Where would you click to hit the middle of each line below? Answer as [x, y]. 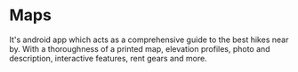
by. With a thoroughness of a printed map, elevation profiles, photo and [140, 48]
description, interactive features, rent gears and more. [108, 58]
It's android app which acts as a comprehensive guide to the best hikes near [149, 40]
